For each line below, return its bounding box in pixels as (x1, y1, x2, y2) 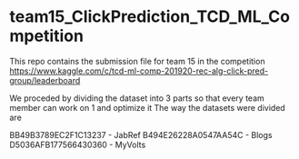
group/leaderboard (9, 75, 81, 85)
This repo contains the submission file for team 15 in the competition (9, 55, 265, 66)
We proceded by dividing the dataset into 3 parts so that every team (9, 93, 265, 104)
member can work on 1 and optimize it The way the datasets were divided (9, 102, 286, 113)
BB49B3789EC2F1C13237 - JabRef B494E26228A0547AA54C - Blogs (9, 129, 273, 140)
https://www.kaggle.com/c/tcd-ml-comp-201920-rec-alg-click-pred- (9, 65, 269, 76)
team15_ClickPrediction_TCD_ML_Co (9, 6, 291, 27)
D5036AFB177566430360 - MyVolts (9, 139, 146, 150)
